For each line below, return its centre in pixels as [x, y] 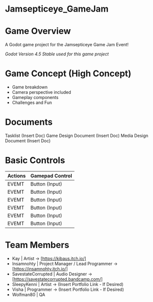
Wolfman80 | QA [29, 294]
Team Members [37, 245]
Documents [29, 122]
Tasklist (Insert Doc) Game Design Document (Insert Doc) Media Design [77, 135]
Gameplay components [35, 98]
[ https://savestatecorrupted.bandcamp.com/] [57, 279]
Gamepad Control [51, 176]
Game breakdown [30, 87]
